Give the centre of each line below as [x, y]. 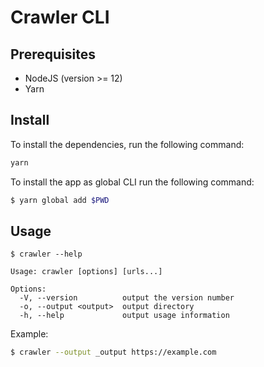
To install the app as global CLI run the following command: [132, 182]
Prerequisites [53, 54]
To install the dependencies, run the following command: [127, 144]
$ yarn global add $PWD [60, 200]
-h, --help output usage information [124, 316]
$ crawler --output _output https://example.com [113, 352]
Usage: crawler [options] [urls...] [86, 272]
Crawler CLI [60, 17]
